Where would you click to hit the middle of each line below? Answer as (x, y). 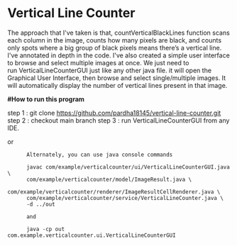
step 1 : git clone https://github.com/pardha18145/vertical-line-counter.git (114, 113)
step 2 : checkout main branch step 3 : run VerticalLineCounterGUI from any (118, 120)
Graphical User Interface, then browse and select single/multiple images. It (117, 78)
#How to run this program (46, 99)
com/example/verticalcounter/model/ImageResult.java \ (109, 179)
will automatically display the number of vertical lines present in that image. (117, 85)
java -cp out (45, 229)
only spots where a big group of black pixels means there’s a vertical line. (115, 47)
